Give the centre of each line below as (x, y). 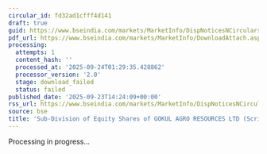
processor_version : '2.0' (58, 75)
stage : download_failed (54, 82)
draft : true (28, 23)
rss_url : (23, 104)
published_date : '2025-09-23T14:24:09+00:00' (85, 97)
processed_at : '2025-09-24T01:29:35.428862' (90, 67)
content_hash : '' (44, 60)
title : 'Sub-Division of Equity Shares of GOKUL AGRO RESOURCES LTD (124, 119)
